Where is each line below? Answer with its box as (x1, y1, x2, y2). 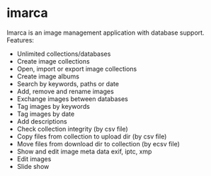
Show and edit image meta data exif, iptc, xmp (16, 147, 152, 156)
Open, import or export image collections (16, 64, 137, 73)
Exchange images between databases (16, 94, 128, 103)
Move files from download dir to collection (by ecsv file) (16, 139, 180, 148)
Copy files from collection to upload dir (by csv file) (16, 132, 167, 141)
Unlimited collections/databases (16, 49, 111, 58)
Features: (6, 35, 35, 44)
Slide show (16, 162, 50, 170)
